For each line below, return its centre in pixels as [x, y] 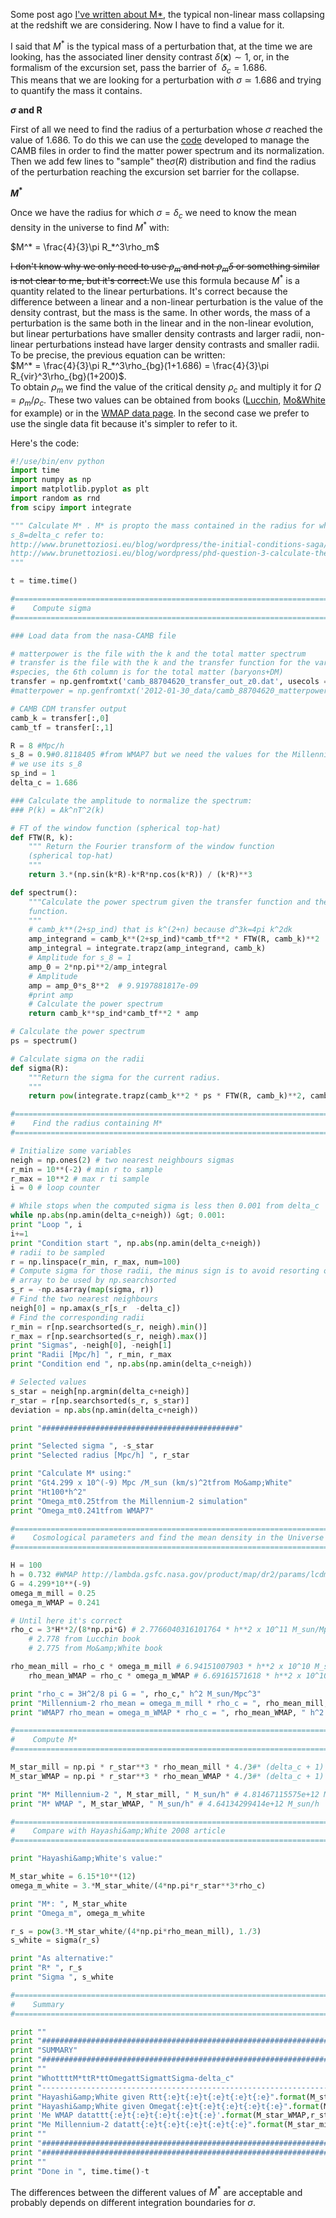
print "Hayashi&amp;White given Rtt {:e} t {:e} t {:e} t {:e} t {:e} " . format [158, 2097]
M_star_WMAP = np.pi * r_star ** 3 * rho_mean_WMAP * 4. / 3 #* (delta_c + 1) [167, 1776]
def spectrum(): [44, 892]
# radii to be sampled [57, 1252]
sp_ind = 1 [33, 774]
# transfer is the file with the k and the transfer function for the [160, 663]
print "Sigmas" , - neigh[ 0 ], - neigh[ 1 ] [91, 1345]
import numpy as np [51, 480]
